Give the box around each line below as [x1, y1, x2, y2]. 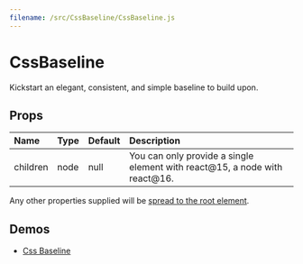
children [14, 161, 49, 174]
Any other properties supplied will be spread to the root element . [9, 196, 250, 206]
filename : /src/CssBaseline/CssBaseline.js [9, 13, 176, 23]
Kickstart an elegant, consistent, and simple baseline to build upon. [9, 82, 259, 93]
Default [87, 134, 121, 147]
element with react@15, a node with [129, 161, 283, 174]
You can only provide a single [129, 150, 254, 162]
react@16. [129, 172, 174, 185]
